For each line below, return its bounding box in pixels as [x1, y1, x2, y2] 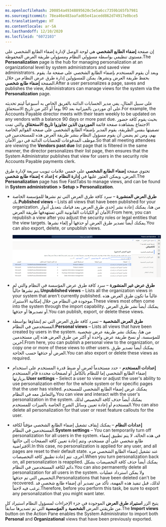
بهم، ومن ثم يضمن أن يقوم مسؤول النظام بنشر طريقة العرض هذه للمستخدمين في [5, 132, 157, 138]
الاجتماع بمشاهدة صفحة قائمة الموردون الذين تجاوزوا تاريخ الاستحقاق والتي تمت [5, 122, 150, 127]
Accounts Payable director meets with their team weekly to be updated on [5, 111, 156, 117]
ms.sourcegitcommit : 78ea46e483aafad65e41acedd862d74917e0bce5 [5, 13, 138, 18]
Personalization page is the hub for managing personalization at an [5, 59, 143, 65]
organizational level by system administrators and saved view [5, 65, 130, 70]
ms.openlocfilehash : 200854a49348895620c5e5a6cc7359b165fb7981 [5, 8, 138, 13]
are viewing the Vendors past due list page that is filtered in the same [5, 143, 147, 149]
